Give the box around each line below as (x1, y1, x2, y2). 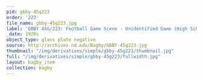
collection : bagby (6, 64, 53, 71)
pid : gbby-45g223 (6, 8, 50, 15)
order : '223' (6, 14, 39, 20)
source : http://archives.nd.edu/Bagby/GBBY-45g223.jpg (6, 43, 147, 49)
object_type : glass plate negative (6, 37, 96, 43)
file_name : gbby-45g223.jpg (6, 20, 77, 26)
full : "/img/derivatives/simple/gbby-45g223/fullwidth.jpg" (6, 54, 161, 60)
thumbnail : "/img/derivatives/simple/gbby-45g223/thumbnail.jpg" (6, 48, 174, 54)
